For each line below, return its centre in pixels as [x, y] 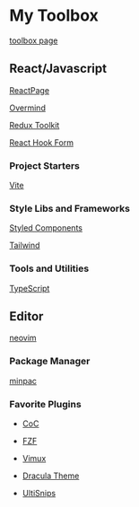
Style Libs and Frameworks [69, 208]
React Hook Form [42, 142]
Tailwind [25, 245]
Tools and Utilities [49, 268]
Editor [26, 316]
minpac [23, 380]
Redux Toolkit [35, 125]
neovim [23, 338]
